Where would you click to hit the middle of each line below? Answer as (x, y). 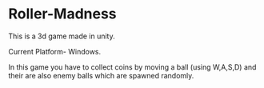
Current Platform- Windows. (55, 51)
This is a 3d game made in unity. (62, 36)
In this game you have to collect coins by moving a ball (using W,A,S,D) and (132, 67)
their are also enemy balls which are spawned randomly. (101, 75)
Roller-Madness (63, 14)
